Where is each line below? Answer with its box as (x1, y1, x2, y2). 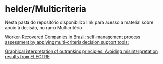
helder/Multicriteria (5, 3, 87, 15)
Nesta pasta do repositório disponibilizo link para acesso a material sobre (5, 19, 154, 25)
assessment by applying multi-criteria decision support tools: (5, 39, 129, 45)
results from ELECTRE (5, 53, 50, 59)
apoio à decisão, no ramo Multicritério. (5, 24, 83, 30)
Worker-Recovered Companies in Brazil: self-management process (5, 34, 141, 40)
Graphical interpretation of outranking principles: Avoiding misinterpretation (5, 48, 158, 54)
